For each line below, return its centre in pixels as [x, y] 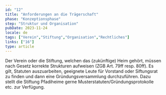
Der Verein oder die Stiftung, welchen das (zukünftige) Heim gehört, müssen [83, 60]
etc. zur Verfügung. [25, 87]
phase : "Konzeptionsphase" [33, 19]
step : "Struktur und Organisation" [42, 24]
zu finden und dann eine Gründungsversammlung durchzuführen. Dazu [78, 76]
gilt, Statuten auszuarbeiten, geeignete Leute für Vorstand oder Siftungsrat [82, 71]
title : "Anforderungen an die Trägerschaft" [52, 14]
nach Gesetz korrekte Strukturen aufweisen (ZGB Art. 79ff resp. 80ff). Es [79, 66]
